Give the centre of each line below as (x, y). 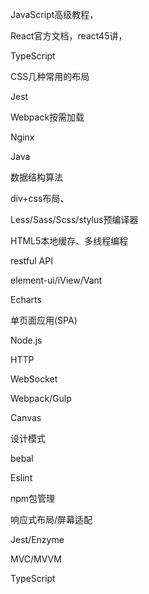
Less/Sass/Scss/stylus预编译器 (74, 219)
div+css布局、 (40, 198)
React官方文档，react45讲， (69, 36)
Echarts (26, 299)
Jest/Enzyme (37, 539)
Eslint (21, 477)
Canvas (26, 417)
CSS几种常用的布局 (50, 76)
